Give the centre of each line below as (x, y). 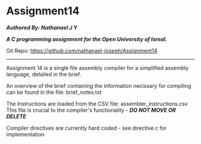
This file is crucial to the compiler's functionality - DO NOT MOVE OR (91, 110)
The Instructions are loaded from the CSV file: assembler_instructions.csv (97, 103)
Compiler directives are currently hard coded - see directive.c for (86, 128)
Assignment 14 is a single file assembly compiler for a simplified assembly (98, 68)
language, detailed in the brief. (44, 74)
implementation (25, 134)
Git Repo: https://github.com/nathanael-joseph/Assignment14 (82, 50)
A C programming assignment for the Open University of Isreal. (87, 39)
